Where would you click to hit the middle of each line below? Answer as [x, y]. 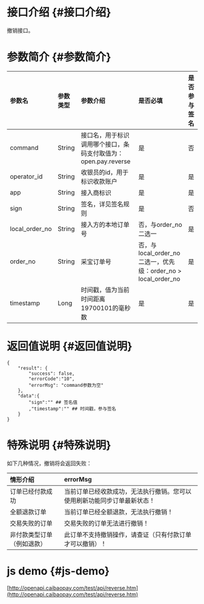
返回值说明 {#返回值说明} [70, 347]
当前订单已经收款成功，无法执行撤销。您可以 [128, 491]
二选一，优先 [156, 261]
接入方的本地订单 [105, 224]
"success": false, [52, 374]
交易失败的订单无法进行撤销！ [107, 523]
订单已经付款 [28, 491]
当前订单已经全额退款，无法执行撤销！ [119, 512]
